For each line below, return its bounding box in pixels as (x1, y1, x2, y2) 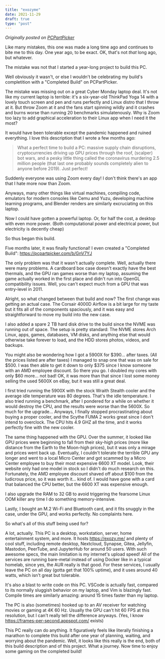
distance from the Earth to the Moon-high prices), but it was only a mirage (5, 445, 156, 451)
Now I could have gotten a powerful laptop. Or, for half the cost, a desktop (5, 216, 156, 222)
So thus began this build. (5, 235, 56, 241)
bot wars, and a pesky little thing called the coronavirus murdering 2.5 (17, 155, 160, 161)
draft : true (5, 16, 30, 21)
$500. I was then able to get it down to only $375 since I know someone (5, 362, 152, 369)
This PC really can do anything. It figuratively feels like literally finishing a (5, 627, 154, 633)
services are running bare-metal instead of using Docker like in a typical (5, 557, 152, 563)
